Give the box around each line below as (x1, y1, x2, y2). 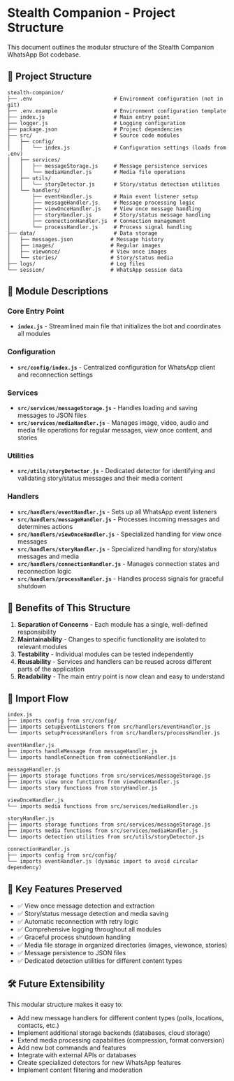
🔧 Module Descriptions (7, 285, 109, 298)
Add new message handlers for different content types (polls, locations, (17, 1013, 224, 1022)
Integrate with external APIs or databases (17, 1050, 137, 1059)
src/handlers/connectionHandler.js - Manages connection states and (17, 559, 220, 567)
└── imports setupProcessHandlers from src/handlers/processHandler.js (7, 730, 220, 737)
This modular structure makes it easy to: (7, 1000, 124, 1008)
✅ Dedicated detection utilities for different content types (17, 957, 183, 965)
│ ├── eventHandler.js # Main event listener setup (7, 193, 198, 200)
